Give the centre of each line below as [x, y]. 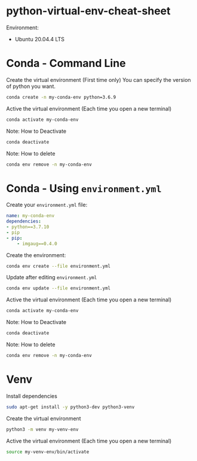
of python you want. [31, 86]
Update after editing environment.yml [52, 277]
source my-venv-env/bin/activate [48, 452]
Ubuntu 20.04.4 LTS [39, 39]
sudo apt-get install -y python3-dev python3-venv [70, 407]
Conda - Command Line [66, 63]
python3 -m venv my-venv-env [42, 429]
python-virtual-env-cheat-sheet [89, 11]
